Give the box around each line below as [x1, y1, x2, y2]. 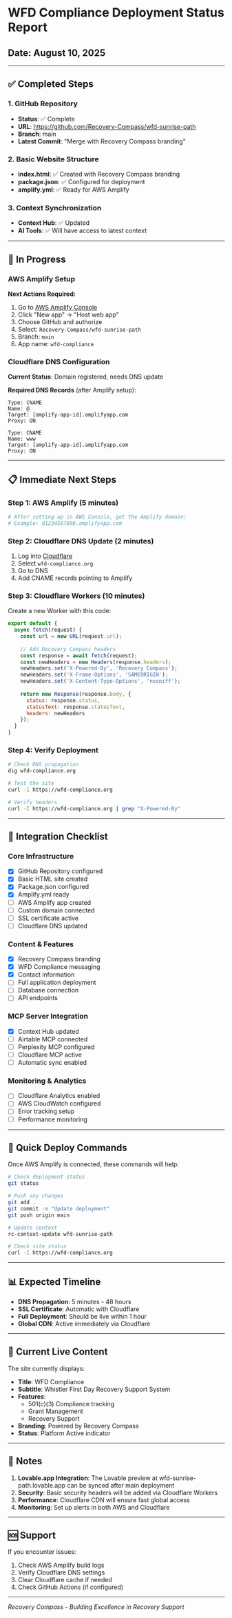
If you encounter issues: [8, 1548, 76, 1556]
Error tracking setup [17, 1107, 75, 1115]
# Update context [8, 1224, 58, 1231]
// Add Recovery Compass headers [20, 646, 116, 652]
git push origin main [8, 1212, 70, 1219]
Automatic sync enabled [17, 1059, 87, 1066]
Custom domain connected [17, 906, 95, 915]
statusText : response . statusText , [25, 703, 126, 710]
